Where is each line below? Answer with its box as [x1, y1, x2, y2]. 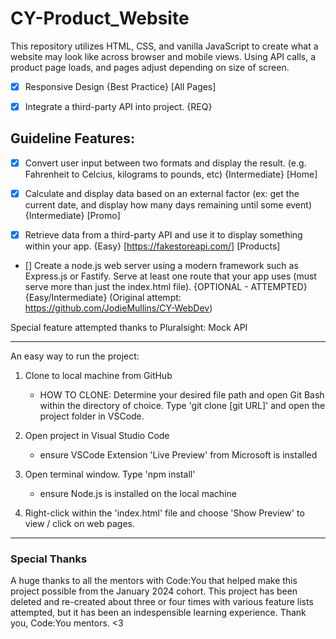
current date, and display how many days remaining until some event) [24, 199, 312, 211]
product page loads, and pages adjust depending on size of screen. [10, 61, 290, 73]
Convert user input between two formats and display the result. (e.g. [24, 157, 307, 169]
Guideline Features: [10, 130, 135, 147]
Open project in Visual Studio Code [24, 430, 170, 442]
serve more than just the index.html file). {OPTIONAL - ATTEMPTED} [24, 281, 308, 293]
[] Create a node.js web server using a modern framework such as [24, 260, 299, 272]
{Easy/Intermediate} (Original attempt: [24, 292, 182, 304]
